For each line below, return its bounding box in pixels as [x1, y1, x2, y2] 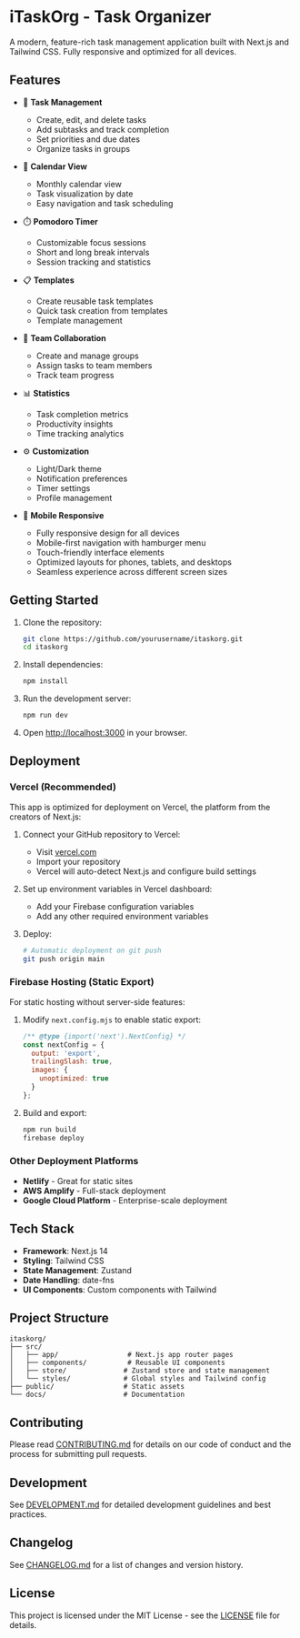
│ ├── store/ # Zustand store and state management [9, 1366, 271, 1375]
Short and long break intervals [35, 246, 150, 257]
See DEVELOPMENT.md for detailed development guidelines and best [9, 1499, 271, 1511]
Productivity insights [35, 418, 114, 429]
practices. [9, 1509, 47, 1520]
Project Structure [9, 1311, 109, 1326]
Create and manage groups [35, 350, 139, 361]
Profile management [35, 492, 113, 503]
